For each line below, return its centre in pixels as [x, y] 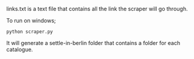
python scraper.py [30, 32]
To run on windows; [31, 20]
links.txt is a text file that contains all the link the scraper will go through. [97, 9]
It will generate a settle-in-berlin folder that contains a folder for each [93, 43]
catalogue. [20, 49]
